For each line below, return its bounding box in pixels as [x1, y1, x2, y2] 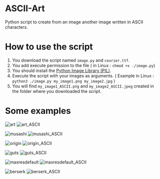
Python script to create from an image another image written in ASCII [5, 19, 143, 25]
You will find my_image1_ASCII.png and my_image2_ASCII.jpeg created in [12, 83, 154, 89]
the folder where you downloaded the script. [12, 88, 102, 94]
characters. [5, 24, 28, 30]
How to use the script [5, 41, 93, 53]
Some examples [5, 106, 71, 117]
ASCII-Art [5, 3, 45, 14]
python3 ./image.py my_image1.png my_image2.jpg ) [12, 78, 116, 84]
